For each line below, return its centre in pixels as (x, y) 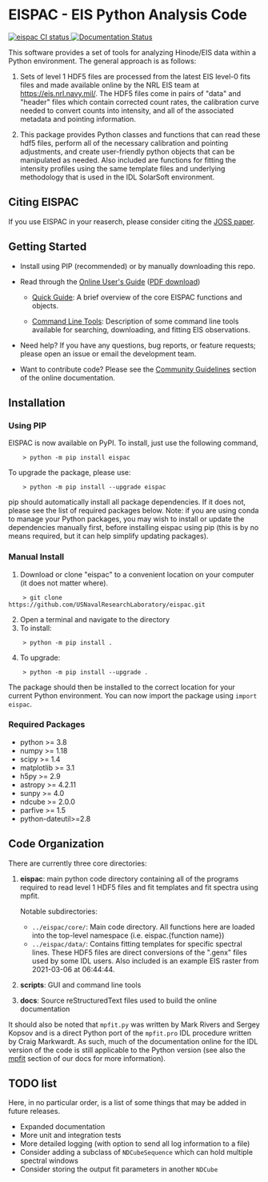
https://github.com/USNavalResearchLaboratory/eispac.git (107, 605)
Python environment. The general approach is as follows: (102, 61)
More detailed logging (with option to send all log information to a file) (135, 1144)
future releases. (34, 1112)
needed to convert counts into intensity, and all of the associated (127, 111)
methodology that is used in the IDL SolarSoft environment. (117, 177)
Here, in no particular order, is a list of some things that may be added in (127, 1103)
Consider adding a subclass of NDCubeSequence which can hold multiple (136, 1152)
